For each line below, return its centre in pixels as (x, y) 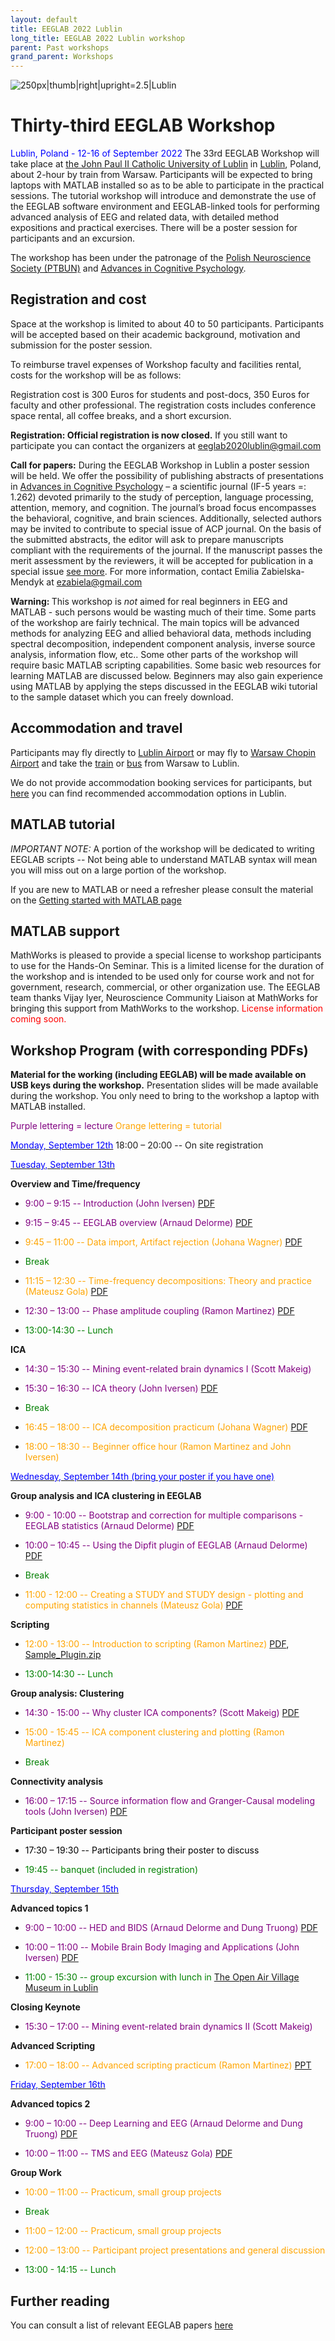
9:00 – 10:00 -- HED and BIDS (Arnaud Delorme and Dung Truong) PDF (171, 1928)
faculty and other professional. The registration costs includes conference (163, 405)
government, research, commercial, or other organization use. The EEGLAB (165, 987)
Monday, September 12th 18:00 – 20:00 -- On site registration (137, 1145)
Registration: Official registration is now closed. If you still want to (149, 435)
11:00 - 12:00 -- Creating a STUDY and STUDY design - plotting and (164, 1595)
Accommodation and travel (96, 728)
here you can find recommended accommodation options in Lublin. (148, 793)
